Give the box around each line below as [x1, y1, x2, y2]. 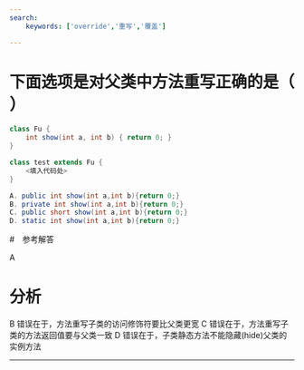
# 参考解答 [9, 234, 54, 245]
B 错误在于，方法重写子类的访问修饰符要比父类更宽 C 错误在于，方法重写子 [9, 318, 290, 329]
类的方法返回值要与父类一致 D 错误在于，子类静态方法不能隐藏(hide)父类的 [9, 330, 288, 341]
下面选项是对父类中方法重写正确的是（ [9, 72, 296, 92]
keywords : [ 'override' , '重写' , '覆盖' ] [25, 22, 166, 31]
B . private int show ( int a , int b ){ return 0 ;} [9, 200, 185, 209]
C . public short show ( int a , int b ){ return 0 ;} [9, 208, 188, 218]
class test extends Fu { [9, 158, 103, 168]
